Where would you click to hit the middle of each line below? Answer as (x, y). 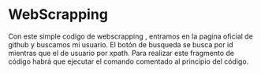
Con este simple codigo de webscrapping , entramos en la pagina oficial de (131, 36)
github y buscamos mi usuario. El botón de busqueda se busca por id (121, 44)
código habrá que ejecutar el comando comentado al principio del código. (129, 61)
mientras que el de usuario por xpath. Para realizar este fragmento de (121, 53)
